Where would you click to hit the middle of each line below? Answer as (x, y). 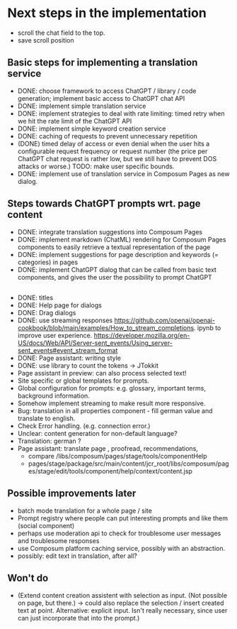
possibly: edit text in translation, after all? (77, 556)
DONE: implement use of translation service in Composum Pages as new (123, 174)
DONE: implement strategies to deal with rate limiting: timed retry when (121, 113)
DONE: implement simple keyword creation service (92, 128)
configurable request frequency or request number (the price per (112, 151)
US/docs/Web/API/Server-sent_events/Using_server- (95, 343)
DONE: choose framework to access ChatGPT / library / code (107, 91)
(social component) (46, 525)
